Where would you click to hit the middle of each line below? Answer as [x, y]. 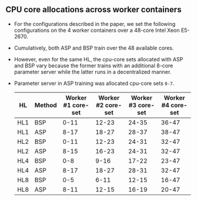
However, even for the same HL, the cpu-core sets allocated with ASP [98, 59]
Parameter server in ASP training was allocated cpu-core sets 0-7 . [94, 83]
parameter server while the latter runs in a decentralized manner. [93, 72]
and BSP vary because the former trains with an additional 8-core [94, 65]
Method [46, 105]
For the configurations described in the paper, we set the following [95, 24]
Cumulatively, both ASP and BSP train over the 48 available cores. [94, 48]
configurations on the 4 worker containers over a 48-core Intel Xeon [97, 30]
